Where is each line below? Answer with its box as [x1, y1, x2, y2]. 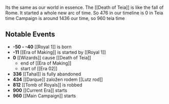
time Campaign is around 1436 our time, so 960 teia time [5, 15, 125, 21]
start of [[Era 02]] [20, 65, 58, 71]
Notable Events [5, 30, 55, 39]
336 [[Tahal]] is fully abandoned [12, 71, 81, 77]
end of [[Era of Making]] [20, 60, 72, 66]
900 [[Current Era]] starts [12, 87, 68, 93]
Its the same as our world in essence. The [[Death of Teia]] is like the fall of [5, 5, 164, 10]
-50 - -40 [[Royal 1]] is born [12, 44, 72, 50]
